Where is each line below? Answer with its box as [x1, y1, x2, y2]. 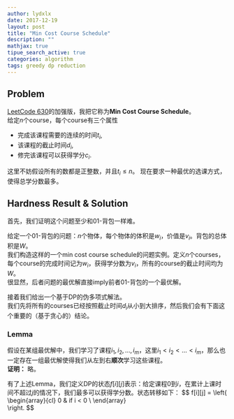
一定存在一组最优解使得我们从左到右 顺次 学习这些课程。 [7, 355, 166, 364]
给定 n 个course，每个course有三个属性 [7, 116, 119, 124]
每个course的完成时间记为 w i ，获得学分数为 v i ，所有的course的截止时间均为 [7, 259, 224, 270]
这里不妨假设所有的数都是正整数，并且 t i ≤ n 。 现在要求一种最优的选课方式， [7, 167, 226, 177]
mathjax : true [7, 43, 49, 50]
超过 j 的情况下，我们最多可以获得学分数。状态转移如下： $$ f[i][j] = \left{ [19, 388, 228, 397]
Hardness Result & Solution [7, 198, 129, 209]
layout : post [7, 23, 45, 30]
